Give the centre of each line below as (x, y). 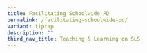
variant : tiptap (30, 26)
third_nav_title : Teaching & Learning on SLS (73, 39)
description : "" (30, 33)
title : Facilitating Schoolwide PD (58, 13)
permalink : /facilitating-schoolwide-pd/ (68, 20)
